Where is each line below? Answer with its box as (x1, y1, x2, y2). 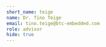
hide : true (6, 32, 34, 38)
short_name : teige (6, 9, 53, 15)
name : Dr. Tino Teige (6, 15, 62, 21)
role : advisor (6, 26, 43, 32)
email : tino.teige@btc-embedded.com (6, 20, 100, 26)
